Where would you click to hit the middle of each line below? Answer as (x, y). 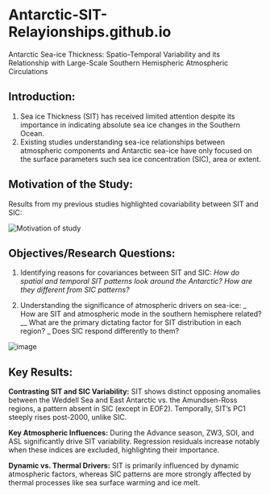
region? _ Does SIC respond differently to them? (100, 331)
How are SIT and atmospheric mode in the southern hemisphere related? (141, 314)
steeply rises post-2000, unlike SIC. (68, 418)
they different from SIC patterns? (75, 290)
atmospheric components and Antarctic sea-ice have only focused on (136, 150)
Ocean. (32, 133)
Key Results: (41, 372)
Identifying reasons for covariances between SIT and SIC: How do (130, 272)
